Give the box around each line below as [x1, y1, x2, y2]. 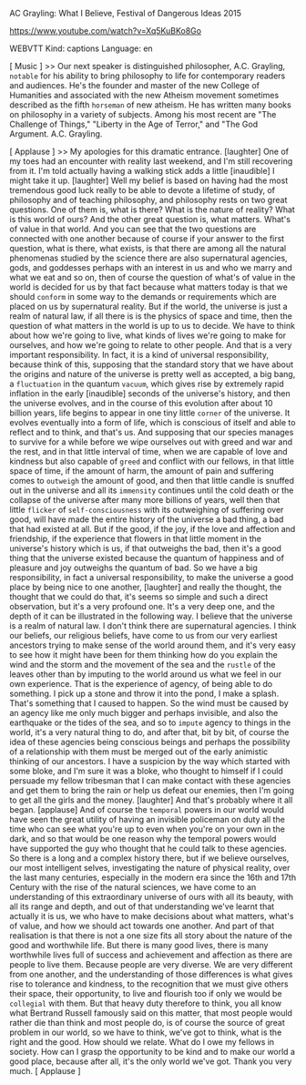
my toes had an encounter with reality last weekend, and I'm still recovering [9, 156, 293, 167]
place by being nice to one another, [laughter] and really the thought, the [9, 582, 282, 592]
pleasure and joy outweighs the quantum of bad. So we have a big [9, 562, 258, 573]
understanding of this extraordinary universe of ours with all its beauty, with [9, 892, 294, 902]
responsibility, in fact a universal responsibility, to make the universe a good [9, 572, 294, 582]
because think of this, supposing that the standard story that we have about [9, 359, 294, 370]
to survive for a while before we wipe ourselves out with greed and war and [9, 436, 293, 447]
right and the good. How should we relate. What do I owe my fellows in [9, 1037, 275, 1047]
